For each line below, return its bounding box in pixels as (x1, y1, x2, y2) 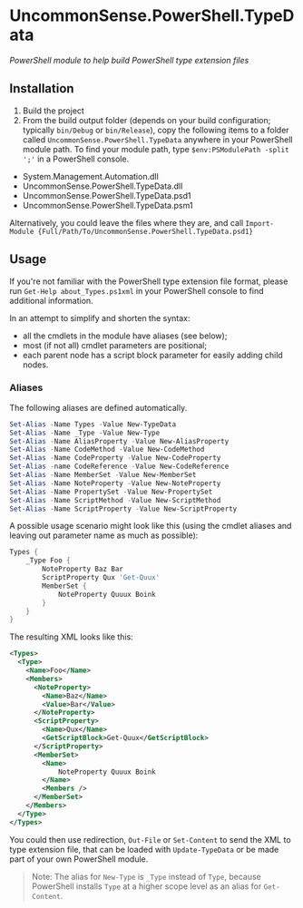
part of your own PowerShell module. (9, 854, 149, 864)
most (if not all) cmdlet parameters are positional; (22, 339, 207, 350)
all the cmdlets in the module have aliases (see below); (22, 330, 228, 341)
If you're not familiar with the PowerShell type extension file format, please (9, 276, 288, 287)
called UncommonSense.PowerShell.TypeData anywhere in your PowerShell (22, 133, 293, 145)
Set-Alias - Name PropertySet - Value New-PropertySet (9, 487, 213, 496)
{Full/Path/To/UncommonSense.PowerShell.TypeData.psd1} (37, 227, 254, 236)
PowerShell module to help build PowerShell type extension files (9, 54, 249, 65)
